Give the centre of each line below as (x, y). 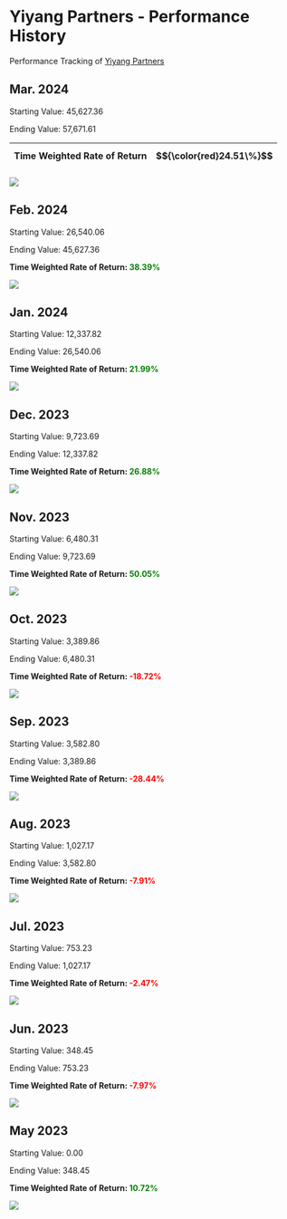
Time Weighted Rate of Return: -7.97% (83, 1086)
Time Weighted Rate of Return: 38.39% (85, 267)
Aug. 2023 (40, 825)
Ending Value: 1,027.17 (50, 965)
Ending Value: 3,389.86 (53, 761)
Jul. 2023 (37, 926)
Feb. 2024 (39, 210)
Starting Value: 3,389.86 (55, 641)
